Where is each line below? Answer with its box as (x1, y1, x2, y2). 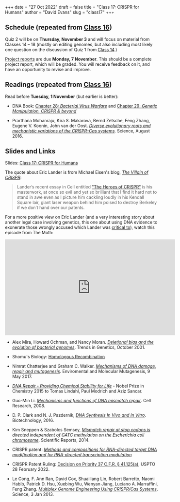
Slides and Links (5, 147, 56, 155)
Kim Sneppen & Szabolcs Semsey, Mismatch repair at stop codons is (12, 427, 150, 433)
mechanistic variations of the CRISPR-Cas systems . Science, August (12, 128, 150, 133)
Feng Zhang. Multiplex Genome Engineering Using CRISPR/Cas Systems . (12, 486, 158, 492)
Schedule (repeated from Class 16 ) (5, 23, 113, 32)
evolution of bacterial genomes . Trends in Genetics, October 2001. (12, 344, 146, 350)
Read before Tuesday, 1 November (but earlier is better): (5, 93, 119, 99)
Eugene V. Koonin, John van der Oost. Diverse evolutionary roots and (12, 123, 151, 129)
